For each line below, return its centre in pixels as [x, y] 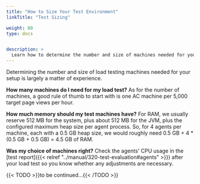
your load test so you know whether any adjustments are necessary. [90, 163]
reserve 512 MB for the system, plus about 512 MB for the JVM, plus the [94, 120]
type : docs [20, 33]
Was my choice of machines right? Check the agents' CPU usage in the [95, 151]
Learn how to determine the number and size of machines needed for [98, 55]
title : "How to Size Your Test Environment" [62, 12]
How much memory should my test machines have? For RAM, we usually [97, 114]
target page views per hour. [40, 102]
